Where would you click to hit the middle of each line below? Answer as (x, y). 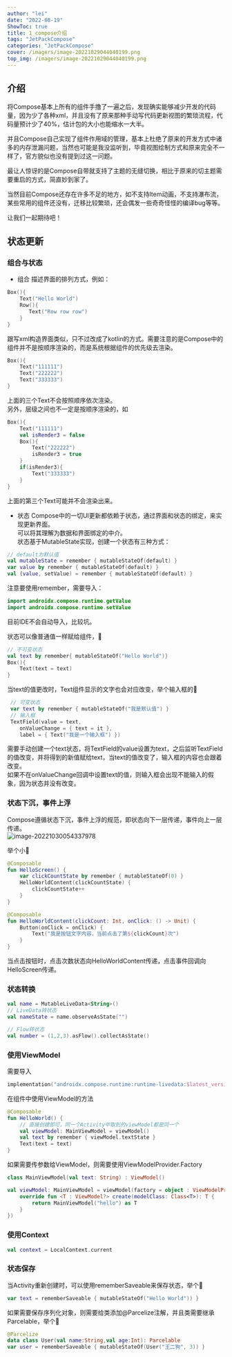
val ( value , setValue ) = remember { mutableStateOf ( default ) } (100, 574)
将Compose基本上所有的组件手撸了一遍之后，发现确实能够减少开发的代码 (112, 106)
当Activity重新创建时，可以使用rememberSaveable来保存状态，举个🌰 (105, 1285)
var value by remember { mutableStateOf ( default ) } (83, 568)
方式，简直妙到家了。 (61, 179)
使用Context (28, 1235)
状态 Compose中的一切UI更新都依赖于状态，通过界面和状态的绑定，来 (116, 515)
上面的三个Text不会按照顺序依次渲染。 (62, 400)
